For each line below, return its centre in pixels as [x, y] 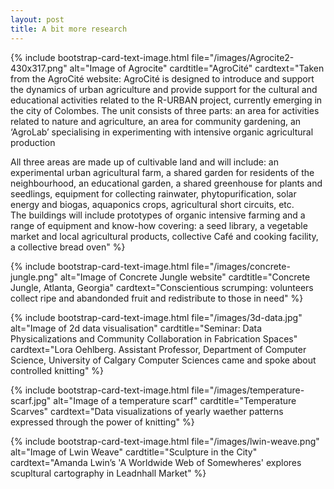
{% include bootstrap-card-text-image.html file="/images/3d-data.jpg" [156, 317]
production [33, 142]
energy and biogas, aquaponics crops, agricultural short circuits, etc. [152, 204]
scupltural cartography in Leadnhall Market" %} [108, 473]
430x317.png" [39, 68]
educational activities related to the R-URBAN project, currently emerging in [166, 100]
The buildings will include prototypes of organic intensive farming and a [158, 215]
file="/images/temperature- [248, 390]
